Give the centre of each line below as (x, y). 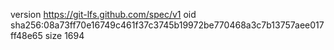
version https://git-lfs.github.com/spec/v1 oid (103, 14)
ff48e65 (26, 35)
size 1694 (64, 35)
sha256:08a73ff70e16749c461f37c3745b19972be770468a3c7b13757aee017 (167, 25)
